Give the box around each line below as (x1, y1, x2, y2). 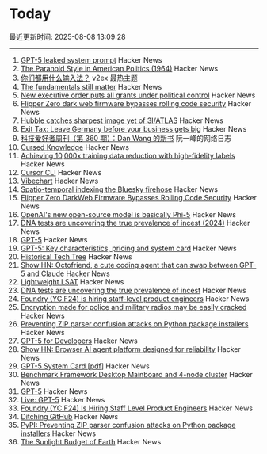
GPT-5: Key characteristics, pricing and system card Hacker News (20, 243, 237, 253)
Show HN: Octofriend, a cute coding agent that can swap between (20, 260, 238, 269)
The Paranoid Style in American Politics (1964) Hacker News (20, 63, 219, 73)
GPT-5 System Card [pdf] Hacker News (20, 361, 150, 371)
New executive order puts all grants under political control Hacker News (20, 90, 256, 100)
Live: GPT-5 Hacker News (20, 395, 105, 404)
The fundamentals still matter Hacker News (20, 82, 162, 91)
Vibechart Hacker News (20, 176, 99, 185)
